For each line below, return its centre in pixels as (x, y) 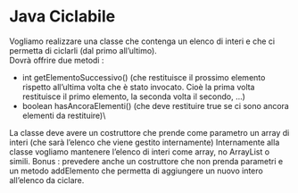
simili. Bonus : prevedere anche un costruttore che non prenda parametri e (146, 161)
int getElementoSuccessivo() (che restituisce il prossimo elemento (144, 77)
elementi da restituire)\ (64, 115)
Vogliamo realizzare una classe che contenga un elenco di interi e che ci (142, 41)
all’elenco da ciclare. (47, 180)
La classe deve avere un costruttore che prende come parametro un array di (149, 132)
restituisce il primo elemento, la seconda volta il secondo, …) (133, 96)
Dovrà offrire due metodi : (57, 60)
